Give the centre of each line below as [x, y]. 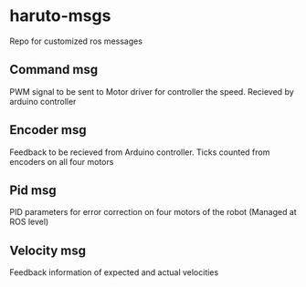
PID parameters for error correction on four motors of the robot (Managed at [153, 212]
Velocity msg [48, 250]
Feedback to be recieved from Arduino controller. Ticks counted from [140, 152]
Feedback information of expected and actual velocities [114, 272]
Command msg [54, 70]
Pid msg [33, 190]
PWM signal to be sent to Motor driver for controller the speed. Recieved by [152, 91]
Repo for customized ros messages [76, 41]
